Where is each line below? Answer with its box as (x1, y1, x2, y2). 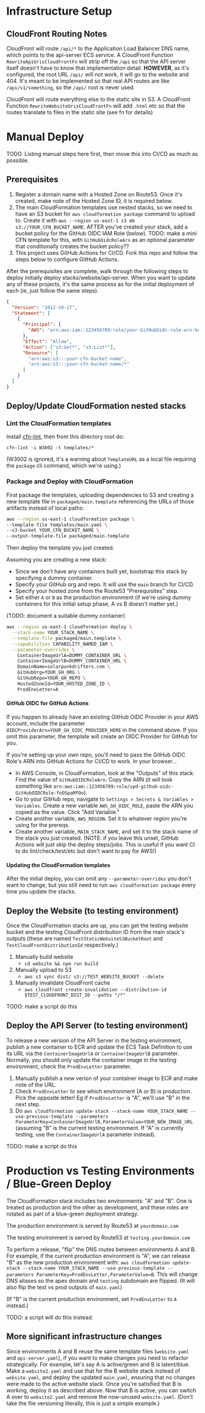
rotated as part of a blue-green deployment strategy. (6, 1210, 139, 1217)
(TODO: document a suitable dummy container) (6, 612, 126, 620)
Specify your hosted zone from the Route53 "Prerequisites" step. (15, 587, 179, 595)
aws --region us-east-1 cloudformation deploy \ (6, 624, 132, 630)
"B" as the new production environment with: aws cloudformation (6, 1258, 170, 1266)
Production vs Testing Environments (6, 1164, 195, 1178)
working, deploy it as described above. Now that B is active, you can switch (6, 1386, 196, 1394)
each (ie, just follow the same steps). (6, 287, 99, 294)
